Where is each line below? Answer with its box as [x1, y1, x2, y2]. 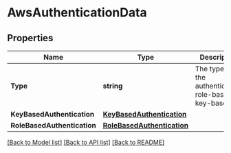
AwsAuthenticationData [7, 5, 148, 21]
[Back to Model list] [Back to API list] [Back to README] [7, 139, 165, 146]
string [102, 81, 123, 91]
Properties [7, 32, 54, 44]
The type [195, 64, 225, 73]
